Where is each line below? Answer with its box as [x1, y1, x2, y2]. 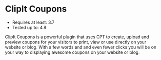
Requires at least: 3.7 [12, 19, 55, 25]
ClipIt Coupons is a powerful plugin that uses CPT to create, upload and [5, 34, 149, 40]
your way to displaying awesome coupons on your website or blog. [5, 49, 140, 55]
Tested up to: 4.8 [12, 24, 46, 30]
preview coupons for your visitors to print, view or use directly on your [5, 39, 146, 45]
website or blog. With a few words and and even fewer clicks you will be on [5, 44, 157, 50]
